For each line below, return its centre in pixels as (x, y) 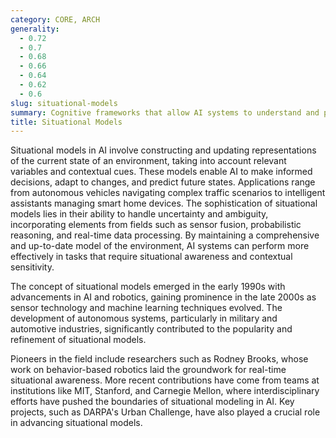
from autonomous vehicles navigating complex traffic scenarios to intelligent (168, 193)
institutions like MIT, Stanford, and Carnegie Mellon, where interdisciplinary (165, 391)
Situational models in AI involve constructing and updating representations (163, 150)
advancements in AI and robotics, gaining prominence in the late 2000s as (163, 297)
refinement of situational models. (78, 340)
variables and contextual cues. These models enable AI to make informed (161, 172)
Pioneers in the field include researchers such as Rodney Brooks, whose (159, 359)
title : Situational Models (66, 122)
